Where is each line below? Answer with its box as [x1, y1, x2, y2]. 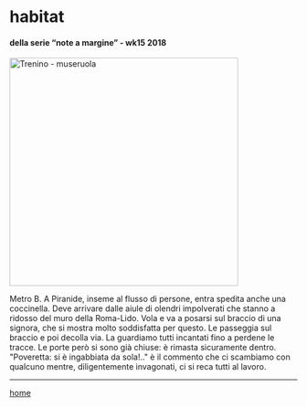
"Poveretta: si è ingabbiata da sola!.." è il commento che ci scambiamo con [9, 351, 291, 362]
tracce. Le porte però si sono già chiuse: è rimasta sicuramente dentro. [9, 342, 277, 353]
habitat [9, 6, 65, 27]
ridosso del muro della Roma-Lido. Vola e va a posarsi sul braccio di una [9, 313, 281, 324]
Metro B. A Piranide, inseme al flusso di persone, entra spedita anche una [9, 294, 286, 305]
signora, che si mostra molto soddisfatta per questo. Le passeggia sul [9, 322, 272, 334]
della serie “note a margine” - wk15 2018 [9, 37, 167, 47]
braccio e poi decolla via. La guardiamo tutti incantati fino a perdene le [9, 332, 275, 343]
